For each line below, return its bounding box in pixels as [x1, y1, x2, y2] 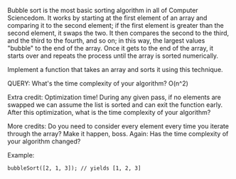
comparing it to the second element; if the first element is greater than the [7, 21, 224, 29]
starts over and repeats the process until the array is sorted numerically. [7, 51, 219, 60]
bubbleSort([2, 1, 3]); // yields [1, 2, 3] [7, 165, 141, 172]
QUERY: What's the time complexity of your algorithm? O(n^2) [7, 79, 188, 88]
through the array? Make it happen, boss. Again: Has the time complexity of [7, 130, 229, 138]
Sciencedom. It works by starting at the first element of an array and [7, 14, 208, 22]
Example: [7, 151, 35, 159]
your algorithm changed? [7, 137, 81, 145]
